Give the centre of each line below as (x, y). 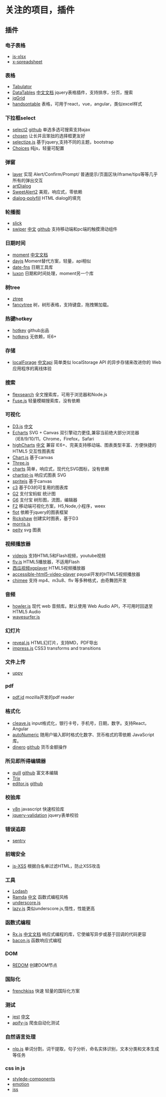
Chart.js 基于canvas (33, 457)
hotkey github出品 (31, 330)
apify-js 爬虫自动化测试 (36, 1023)
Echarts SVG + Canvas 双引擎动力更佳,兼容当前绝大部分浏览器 (76, 432)
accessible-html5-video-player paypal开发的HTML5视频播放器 (76, 574)
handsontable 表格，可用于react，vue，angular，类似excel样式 (77, 104)
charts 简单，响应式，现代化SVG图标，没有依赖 (61, 468)
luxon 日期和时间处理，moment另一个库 (53, 274)
